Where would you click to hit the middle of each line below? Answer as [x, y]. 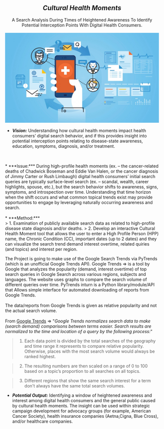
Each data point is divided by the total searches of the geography [90, 341]
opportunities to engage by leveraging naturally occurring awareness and [79, 202]
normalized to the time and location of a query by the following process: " [79, 331]
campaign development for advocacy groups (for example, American [82, 411]
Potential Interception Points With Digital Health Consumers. [82, 25]
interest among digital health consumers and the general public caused [84, 400]
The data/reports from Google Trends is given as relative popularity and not [81, 305]
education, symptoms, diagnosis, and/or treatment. [64, 146]
